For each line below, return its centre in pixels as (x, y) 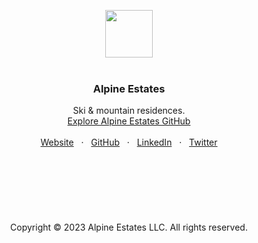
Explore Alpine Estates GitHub (129, 121)
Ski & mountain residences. (129, 111)
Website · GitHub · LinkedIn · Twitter (129, 142)
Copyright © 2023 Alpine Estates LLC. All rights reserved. (129, 227)
